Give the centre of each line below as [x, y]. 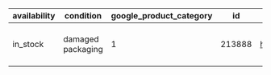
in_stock [28, 44]
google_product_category [162, 16]
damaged [81, 39]
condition [83, 16]
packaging [83, 49]
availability [34, 16]
